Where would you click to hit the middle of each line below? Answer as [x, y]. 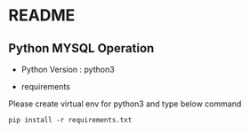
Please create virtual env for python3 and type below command [125, 104]
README [42, 16]
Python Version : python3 [68, 69]
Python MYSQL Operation [81, 48]
